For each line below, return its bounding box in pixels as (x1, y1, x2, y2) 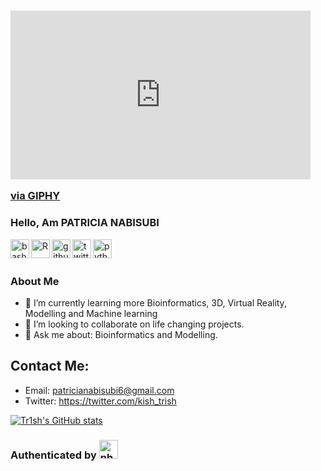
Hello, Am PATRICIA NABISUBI (10, 216, 160, 230)
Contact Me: (10, 358, 90, 375)
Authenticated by (10, 448, 97, 462)
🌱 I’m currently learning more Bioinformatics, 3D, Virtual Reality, (24, 296, 287, 309)
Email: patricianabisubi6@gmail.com (24, 384, 175, 396)
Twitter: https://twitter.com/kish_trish (24, 395, 177, 407)
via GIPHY (10, 189, 61, 203)
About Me (10, 274, 60, 288)
